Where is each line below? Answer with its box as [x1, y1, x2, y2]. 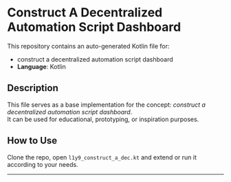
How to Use [7, 135, 58, 146]
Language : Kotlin [16, 62, 67, 70]
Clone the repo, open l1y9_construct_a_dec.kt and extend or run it [7, 153, 197, 161]
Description [7, 82, 58, 94]
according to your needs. [7, 160, 78, 168]
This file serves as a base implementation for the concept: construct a [7, 101, 206, 109]
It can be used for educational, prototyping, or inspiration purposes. [7, 115, 199, 123]
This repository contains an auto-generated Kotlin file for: [7, 42, 170, 50]
